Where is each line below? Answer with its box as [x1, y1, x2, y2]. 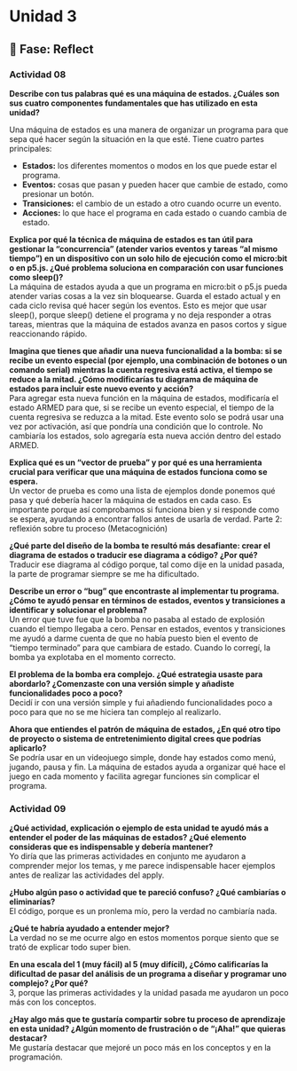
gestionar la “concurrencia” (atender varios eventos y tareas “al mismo [9, 243, 278, 254]
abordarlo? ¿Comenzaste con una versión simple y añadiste [9, 678, 235, 689]
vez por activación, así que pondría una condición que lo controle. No [9, 421, 263, 431]
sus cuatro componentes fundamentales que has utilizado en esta [9, 98, 259, 108]
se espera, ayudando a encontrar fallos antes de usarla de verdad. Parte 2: [9, 513, 283, 524]
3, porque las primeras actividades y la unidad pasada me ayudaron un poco [9, 988, 289, 998]
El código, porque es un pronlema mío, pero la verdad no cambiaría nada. [9, 906, 277, 917]
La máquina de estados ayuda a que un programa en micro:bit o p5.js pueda [9, 281, 288, 292]
